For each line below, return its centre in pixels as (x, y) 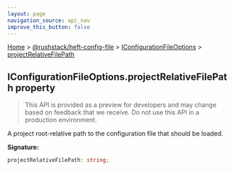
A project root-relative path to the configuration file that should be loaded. (115, 134)
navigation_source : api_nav (49, 20)
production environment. (61, 120)
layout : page (27, 14)
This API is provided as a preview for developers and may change (121, 105)
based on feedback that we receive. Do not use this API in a (112, 112)
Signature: (23, 147)
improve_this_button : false (49, 27)
